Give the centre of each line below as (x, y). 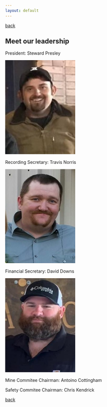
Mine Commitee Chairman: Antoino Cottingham (53, 380)
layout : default (22, 11)
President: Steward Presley (33, 53)
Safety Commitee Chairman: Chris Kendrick (50, 390)
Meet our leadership (37, 41)
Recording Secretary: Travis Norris (41, 162)
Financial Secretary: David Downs (40, 271)
